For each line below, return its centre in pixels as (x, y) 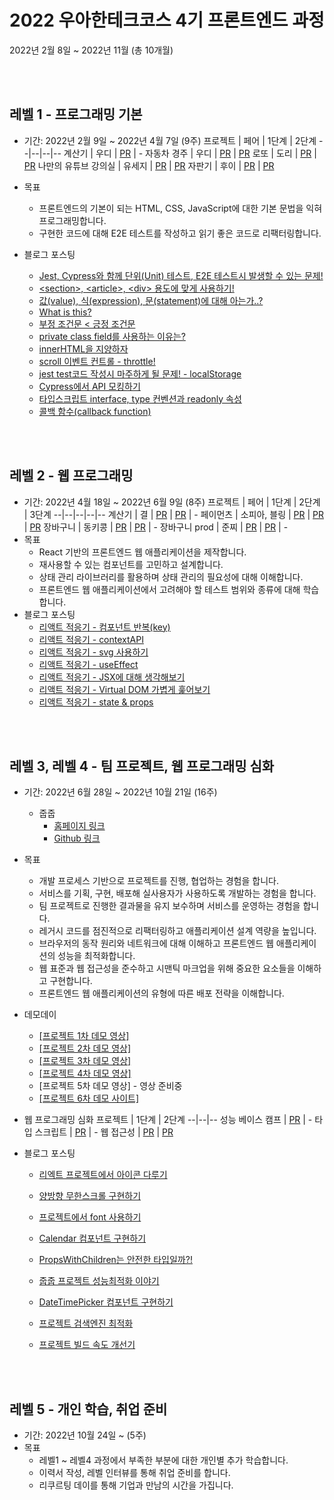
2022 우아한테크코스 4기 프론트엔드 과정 (167, 20)
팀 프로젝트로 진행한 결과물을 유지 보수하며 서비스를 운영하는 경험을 (169, 906)
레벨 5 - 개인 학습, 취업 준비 (88, 1409)
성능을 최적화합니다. (96, 956)
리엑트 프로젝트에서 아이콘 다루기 (103, 1175)
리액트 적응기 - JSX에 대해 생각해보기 (112, 677)
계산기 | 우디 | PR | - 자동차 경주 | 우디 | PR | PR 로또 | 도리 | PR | (190, 153)
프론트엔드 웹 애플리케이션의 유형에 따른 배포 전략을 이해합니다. (161, 993)
